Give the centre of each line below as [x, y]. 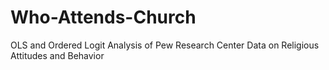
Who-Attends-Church [103, 17]
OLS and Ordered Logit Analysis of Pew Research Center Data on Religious [165, 45]
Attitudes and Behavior [57, 55]
